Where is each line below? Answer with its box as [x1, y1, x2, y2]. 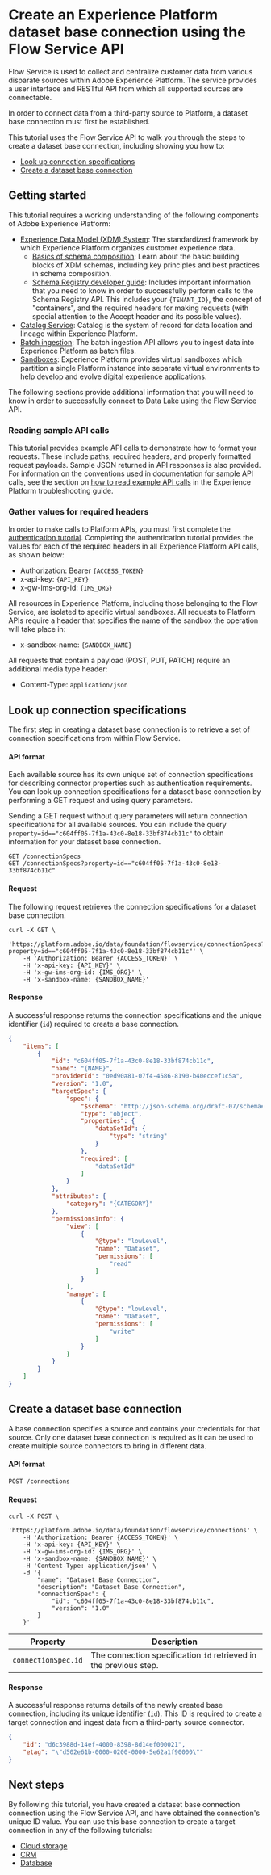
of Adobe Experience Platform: [8, 218, 111, 228]
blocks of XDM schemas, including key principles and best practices [31, 260, 261, 270]
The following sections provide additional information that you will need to [8, 387, 254, 397]
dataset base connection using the [8, 23, 246, 41]
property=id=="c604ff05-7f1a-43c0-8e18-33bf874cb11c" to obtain [8, 828, 224, 838]
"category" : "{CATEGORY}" [65, 1200, 153, 1209]
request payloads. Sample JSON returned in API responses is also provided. [8, 460, 261, 470]
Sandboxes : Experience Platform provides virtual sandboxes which [19, 354, 243, 364]
